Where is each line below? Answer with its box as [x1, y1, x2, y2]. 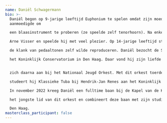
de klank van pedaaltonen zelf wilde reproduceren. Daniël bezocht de [9, 48, 159, 53]
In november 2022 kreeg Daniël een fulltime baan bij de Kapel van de [9, 88, 159, 93]
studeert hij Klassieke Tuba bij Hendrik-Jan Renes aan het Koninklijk [9, 79, 162, 84]
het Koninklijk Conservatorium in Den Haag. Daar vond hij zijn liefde [9, 57, 162, 62]
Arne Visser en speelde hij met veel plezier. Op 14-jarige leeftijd [9, 39, 157, 44]
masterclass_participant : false [5, 111, 72, 116]
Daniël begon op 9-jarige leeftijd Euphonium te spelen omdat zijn [9, 16, 153, 21]
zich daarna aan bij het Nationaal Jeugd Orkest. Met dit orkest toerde [9, 70, 164, 75]
